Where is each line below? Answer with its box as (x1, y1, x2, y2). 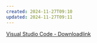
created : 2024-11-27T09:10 (6, 8, 73, 15)
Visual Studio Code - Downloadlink (6, 30, 91, 37)
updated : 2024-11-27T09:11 (6, 14, 73, 20)
